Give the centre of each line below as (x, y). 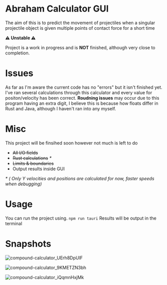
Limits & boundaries (33, 163)
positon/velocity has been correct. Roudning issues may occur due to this (82, 98)
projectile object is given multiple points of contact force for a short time (80, 28)
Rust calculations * (32, 158)
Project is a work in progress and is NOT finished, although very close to (80, 47)
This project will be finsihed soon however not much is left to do (71, 143)
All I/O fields (25, 153)
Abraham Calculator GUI (57, 9)
